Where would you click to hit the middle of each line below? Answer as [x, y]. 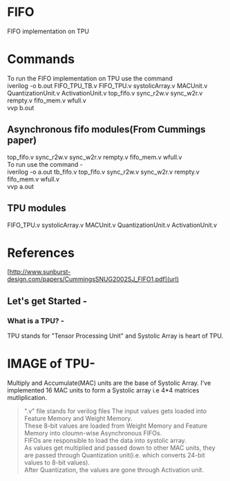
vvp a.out [21, 186]
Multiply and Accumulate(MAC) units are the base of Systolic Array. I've [109, 383]
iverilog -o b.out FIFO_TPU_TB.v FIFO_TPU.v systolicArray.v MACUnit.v [107, 85]
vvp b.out [21, 107]
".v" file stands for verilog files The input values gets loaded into [115, 411]
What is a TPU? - [36, 320]
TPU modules [37, 208]
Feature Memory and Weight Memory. [78, 419]
